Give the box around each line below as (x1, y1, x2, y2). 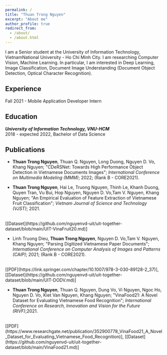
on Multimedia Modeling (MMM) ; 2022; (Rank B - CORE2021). (12, 174, 140, 180)
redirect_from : (5, 26, 37, 31)
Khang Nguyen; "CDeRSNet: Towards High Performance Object (12, 164, 144, 170)
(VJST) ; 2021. (12, 205, 41, 211)
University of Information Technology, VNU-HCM (5, 125, 110, 131)
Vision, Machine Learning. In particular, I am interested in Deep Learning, (5, 59, 155, 65)
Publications (5, 145, 45, 154)
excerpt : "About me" (5, 16, 48, 21)
